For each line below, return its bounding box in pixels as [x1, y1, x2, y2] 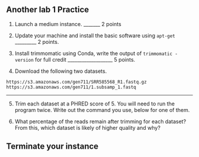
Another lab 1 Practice [6, 5, 89, 15]
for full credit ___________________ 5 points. [34, 56, 136, 63]
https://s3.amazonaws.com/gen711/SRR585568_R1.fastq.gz [6, 79, 147, 85]
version [14, 57, 34, 63]
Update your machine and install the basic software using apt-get [14, 32, 176, 39]
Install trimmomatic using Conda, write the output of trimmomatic [14, 50, 173, 57]
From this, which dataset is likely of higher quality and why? [14, 124, 161, 131]
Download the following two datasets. [14, 68, 107, 75]
